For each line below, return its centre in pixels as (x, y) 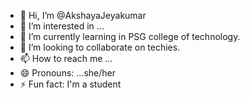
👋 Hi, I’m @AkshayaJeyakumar (83, 15)
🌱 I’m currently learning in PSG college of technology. (130, 36)
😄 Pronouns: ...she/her (67, 73)
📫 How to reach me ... (66, 58)
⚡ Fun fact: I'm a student (70, 84)
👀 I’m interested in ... (62, 26)
